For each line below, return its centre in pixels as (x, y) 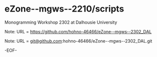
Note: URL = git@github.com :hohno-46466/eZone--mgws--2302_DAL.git (78, 41)
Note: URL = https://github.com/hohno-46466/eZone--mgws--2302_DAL (78, 31)
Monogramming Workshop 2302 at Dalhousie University (61, 22)
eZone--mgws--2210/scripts (64, 9)
